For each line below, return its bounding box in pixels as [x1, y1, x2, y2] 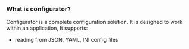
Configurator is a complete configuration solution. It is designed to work [6, 19, 183, 26]
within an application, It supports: [6, 24, 88, 32]
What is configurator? [6, 5, 72, 13]
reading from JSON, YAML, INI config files [14, 36, 119, 44]
